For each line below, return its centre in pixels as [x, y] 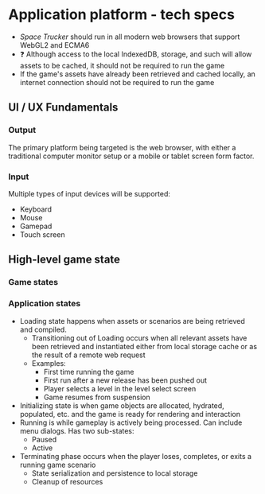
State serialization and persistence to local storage [115, 473]
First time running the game [89, 371]
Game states [33, 282]
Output [22, 130]
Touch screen [42, 234]
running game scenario [58, 465]
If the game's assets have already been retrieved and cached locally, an [138, 74]
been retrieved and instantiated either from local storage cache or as [144, 346]
